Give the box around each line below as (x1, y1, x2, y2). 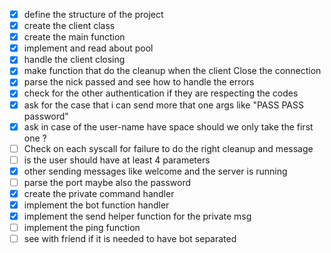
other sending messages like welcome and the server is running (23, 165, 288, 177)
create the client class (23, 20, 116, 32)
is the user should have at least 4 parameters (23, 154, 211, 166)
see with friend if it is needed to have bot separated (23, 233, 237, 245)
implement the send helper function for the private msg (23, 210, 252, 222)
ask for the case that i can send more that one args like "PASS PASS (23, 99, 304, 111)
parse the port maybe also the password (23, 176, 192, 188)
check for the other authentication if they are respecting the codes (23, 87, 299, 99)
